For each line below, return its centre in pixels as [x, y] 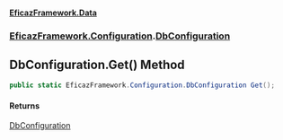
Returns [25, 105]
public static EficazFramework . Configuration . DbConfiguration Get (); [142, 85]
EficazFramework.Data [53, 13]
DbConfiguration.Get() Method [97, 64]
